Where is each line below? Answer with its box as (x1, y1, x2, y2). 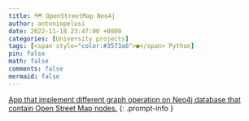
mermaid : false (8, 72, 60, 80)
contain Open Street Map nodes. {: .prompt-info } (8, 103, 173, 113)
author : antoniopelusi (8, 19, 85, 28)
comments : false (8, 65, 63, 73)
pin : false (8, 50, 46, 58)
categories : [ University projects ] (8, 34, 129, 43)
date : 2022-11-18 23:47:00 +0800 (8, 27, 122, 35)
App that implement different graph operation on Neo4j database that (8, 94, 242, 104)
